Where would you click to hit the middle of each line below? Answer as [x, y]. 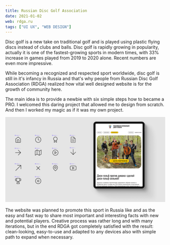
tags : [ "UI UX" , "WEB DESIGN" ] [38, 27]
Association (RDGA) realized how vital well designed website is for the [79, 84]
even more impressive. [29, 63]
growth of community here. [34, 89]
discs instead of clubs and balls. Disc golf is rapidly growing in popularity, [82, 47]
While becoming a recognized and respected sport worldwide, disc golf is [82, 73]
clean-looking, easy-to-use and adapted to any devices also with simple [81, 232]
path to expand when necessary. [40, 237]
